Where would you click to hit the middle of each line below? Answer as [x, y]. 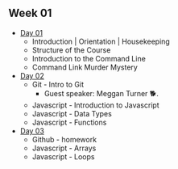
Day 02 [32, 75]
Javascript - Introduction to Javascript [95, 105]
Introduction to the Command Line [89, 58]
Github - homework [64, 139]
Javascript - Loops [63, 156]
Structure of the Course [71, 50]
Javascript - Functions [69, 122]
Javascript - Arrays [64, 148]
